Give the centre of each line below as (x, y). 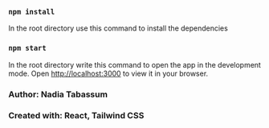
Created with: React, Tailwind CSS (76, 116)
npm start (27, 48)
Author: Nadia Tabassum (58, 94)
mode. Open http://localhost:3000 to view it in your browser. (108, 73)
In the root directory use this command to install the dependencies (118, 28)
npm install (32, 12)
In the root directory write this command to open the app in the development (134, 64)
